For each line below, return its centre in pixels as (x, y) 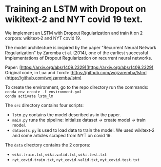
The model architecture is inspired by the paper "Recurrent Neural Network (81, 47)
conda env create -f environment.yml (43, 92)
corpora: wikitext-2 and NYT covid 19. (43, 38)
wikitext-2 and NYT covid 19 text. (74, 19)
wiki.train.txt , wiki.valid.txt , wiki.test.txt (60, 154)
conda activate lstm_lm (29, 96)
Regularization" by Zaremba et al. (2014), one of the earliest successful (77, 53)
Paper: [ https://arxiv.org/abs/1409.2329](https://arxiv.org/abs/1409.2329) (79, 67)
